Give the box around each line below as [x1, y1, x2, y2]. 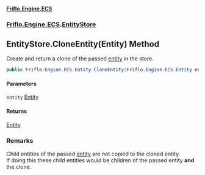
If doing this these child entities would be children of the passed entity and [6, 156, 195, 164]
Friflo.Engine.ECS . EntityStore [6, 20, 96, 29]
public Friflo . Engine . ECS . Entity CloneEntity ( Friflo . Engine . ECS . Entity [6, 67, 192, 73]
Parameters [6, 80, 37, 87]
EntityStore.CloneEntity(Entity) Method [6, 38, 160, 49]
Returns [6, 107, 27, 115]
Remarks [6, 136, 34, 145]
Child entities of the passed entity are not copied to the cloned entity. [6, 150, 181, 157]
